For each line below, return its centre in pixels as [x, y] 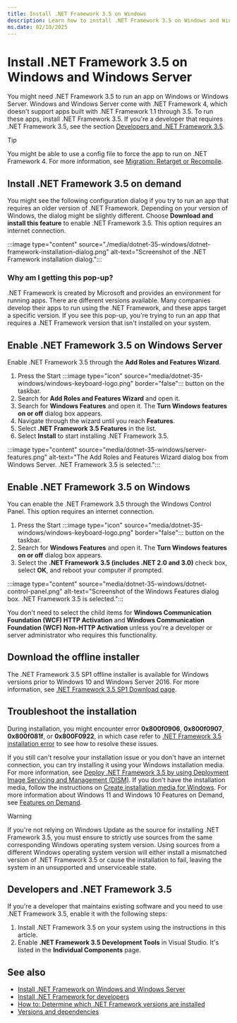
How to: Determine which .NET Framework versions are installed [111, 1005]
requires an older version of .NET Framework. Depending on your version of [117, 208]
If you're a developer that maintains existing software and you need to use [115, 906]
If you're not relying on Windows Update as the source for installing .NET [114, 829]
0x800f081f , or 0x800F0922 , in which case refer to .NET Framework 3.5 [115, 736]
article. [28, 935]
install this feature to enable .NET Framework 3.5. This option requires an [115, 223]
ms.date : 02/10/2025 [38, 27]
